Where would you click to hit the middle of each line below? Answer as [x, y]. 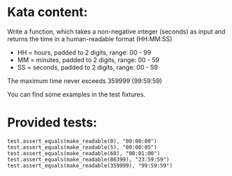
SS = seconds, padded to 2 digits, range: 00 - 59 [87, 67]
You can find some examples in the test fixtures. [76, 94]
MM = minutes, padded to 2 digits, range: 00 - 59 [88, 59]
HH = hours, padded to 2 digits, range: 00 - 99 [84, 52]
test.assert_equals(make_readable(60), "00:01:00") [84, 153]
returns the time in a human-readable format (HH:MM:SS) [90, 38]
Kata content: [48, 12]
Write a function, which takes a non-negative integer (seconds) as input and [116, 31]
